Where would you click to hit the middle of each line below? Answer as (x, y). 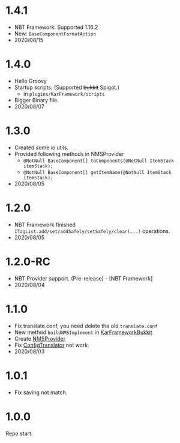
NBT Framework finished (45, 225)
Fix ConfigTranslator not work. (52, 345)
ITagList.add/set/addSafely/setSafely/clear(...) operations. (92, 231)
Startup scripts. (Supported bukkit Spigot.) (67, 87)
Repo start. (19, 433)
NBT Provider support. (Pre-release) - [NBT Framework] (83, 278)
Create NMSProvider (40, 338)
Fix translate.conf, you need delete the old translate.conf (86, 326)
